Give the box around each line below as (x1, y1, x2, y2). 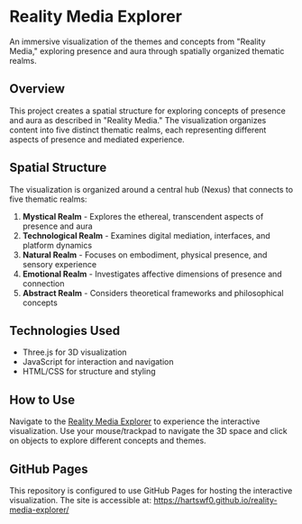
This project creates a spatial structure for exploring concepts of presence (9, 105, 286, 116)
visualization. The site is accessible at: (9, 495, 151, 505)
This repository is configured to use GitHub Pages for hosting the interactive (9, 485, 293, 496)
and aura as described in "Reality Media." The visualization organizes (9, 114, 267, 125)
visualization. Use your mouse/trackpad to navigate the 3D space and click (9, 426, 288, 437)
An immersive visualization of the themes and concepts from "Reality (9, 36, 266, 47)
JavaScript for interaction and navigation (22, 357, 174, 367)
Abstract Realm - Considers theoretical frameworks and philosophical (22, 287, 284, 298)
